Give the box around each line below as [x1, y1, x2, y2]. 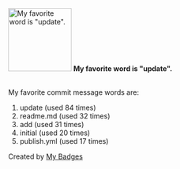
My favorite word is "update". [73, 64, 173, 73]
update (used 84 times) [19, 103, 96, 112]
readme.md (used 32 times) [19, 111, 111, 121]
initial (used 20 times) [19, 128, 91, 137]
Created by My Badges [8, 152, 83, 161]
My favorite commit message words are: [8, 88, 140, 97]
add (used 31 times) [19, 120, 84, 129]
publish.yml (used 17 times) [19, 137, 109, 145]
